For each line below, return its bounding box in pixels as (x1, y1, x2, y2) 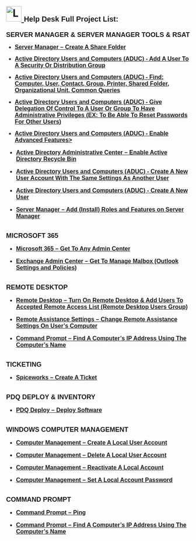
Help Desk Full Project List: (23, 15, 118, 23)
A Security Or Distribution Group (14, 61, 106, 69)
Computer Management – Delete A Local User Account (16, 451, 167, 458)
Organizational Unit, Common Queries (14, 87, 121, 94)
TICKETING (6, 360, 42, 368)
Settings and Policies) (16, 264, 77, 271)
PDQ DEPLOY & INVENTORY (6, 393, 96, 401)
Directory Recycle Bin (16, 155, 77, 162)
